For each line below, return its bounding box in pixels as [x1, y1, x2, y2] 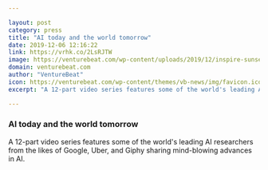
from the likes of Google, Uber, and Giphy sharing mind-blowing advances [8, 145, 253, 155]
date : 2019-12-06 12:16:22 [8, 41, 98, 49]
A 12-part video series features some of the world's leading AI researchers [8, 136, 254, 146]
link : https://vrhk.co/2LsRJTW [8, 49, 112, 57]
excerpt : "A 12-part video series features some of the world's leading [8, 85, 255, 93]
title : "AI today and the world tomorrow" [8, 34, 152, 42]
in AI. [8, 153, 26, 164]
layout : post [8, 18, 52, 26]
